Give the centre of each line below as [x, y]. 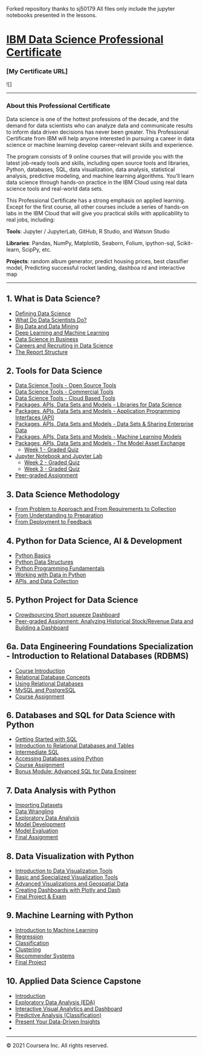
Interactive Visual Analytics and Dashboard [69, 1008]
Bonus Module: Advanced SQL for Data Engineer [76, 771]
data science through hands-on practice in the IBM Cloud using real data [97, 182]
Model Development [40, 825]
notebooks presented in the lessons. [52, 15]
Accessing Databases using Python [59, 759]
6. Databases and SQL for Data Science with [91, 715]
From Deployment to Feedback [53, 522]
